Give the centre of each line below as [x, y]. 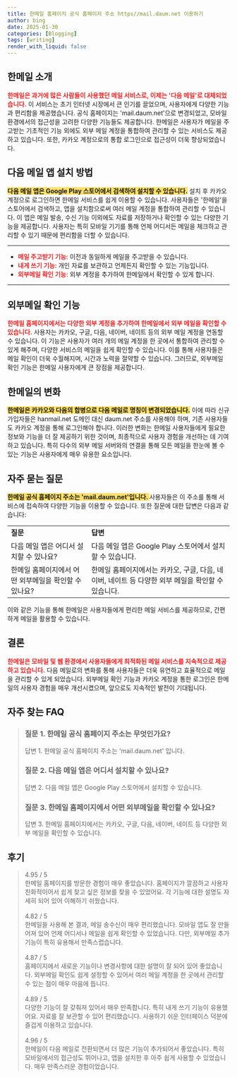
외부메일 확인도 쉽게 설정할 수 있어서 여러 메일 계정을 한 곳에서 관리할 [129, 975]
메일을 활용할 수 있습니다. [55, 619]
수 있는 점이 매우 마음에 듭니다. [67, 983]
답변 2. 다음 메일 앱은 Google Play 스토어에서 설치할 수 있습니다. [113, 787]
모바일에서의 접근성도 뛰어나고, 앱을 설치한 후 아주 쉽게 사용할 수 [113, 1057]
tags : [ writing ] [31, 40]
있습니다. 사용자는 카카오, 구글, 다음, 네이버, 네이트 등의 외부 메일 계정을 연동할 [115, 332]
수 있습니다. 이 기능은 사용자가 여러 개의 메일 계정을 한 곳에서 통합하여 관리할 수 [116, 341]
